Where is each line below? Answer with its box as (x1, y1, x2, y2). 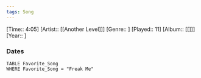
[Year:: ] (6, 31, 27, 39)
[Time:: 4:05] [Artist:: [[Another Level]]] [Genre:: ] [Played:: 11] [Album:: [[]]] (6, 25, 196, 33)
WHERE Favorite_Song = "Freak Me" (6, 66, 94, 72)
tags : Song (6, 8, 34, 15)
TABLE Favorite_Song (6, 60, 59, 67)
